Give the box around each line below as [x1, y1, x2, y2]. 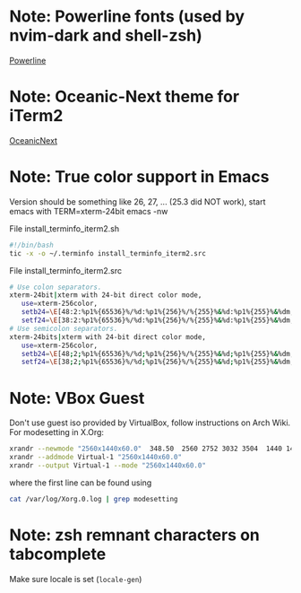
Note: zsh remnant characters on [9, 525, 260, 545]
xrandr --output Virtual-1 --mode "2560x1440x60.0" [9, 461, 206, 470]
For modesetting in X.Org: [9, 427, 105, 438]
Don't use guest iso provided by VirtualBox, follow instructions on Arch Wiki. [9, 417, 291, 428]
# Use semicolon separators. [9, 324, 118, 333]
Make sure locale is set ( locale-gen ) [9, 573, 142, 584]
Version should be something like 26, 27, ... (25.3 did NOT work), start [9, 196, 266, 207]
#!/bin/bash [9, 240, 54, 249]
